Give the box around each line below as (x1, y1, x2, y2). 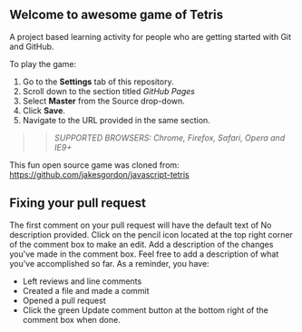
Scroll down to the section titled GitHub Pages (22, 85, 195, 96)
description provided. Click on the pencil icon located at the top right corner (9, 229, 293, 239)
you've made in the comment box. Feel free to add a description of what (9, 249, 279, 259)
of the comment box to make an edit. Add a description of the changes (9, 239, 274, 249)
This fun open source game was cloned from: (9, 159, 180, 171)
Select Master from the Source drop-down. (22, 95, 186, 106)
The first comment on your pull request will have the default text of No (9, 220, 272, 230)
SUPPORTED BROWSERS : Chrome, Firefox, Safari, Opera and (54, 132, 286, 143)
